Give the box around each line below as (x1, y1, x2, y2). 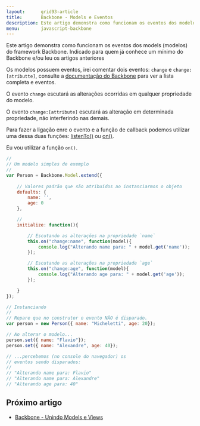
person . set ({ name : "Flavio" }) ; (6, 337, 86, 343)
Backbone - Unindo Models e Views (14, 413, 103, 421)
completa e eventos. (6, 79, 57, 86)
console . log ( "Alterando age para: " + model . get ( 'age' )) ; (37, 271, 185, 277)
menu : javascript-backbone (6, 25, 92, 32)
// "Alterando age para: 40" (6, 381, 79, 387)
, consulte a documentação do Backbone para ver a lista (35, 72, 174, 79)
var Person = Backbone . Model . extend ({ (6, 172, 102, 178)
